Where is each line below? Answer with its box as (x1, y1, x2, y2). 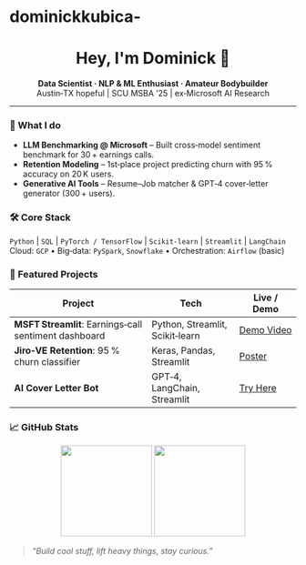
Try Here (239, 382, 277, 395)
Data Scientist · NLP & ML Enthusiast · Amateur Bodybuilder (37, 78, 269, 89)
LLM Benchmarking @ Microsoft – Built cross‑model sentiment (22, 139, 261, 151)
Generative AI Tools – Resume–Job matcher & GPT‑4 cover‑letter (22, 178, 269, 189)
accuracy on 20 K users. (22, 168, 114, 179)
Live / (253, 291, 279, 304)
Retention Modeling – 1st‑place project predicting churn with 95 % (22, 159, 273, 170)
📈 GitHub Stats (9, 420, 79, 433)
